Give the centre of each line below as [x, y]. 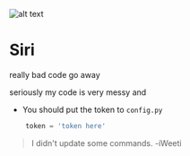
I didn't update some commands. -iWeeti [106, 143]
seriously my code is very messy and [78, 92]
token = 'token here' [65, 126]
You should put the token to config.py [92, 109]
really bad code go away [55, 74]
